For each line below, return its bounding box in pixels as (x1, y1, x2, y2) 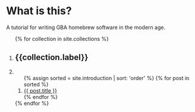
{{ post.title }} (23, 87, 58, 94)
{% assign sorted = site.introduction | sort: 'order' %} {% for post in (23, 74, 190, 81)
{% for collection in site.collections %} (14, 35, 109, 42)
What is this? (6, 4, 73, 18)
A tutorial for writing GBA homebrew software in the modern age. (6, 24, 165, 31)
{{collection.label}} (14, 52, 89, 63)
